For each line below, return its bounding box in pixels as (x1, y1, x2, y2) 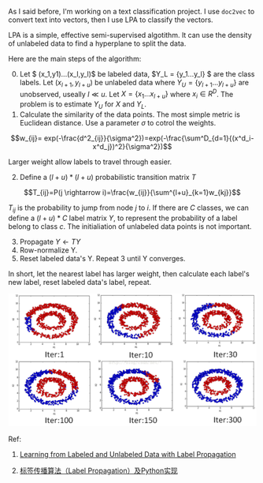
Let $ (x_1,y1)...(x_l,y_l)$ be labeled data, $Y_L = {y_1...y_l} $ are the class (19, 69, 255, 78)
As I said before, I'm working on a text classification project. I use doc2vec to (8, 7, 255, 16)
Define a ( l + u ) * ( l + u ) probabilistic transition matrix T (19, 173, 197, 182)
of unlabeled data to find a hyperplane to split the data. (8, 39, 187, 48)
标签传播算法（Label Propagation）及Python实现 (19, 466, 179, 476)
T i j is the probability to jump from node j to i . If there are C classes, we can (8, 203, 250, 214)
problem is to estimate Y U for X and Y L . (19, 99, 147, 111)
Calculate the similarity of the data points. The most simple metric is (19, 110, 240, 119)
